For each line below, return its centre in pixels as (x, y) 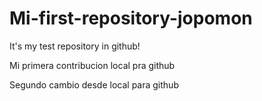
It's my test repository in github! (75, 46)
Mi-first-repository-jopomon (131, 18)
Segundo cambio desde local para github (94, 84)
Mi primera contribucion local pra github (92, 65)
